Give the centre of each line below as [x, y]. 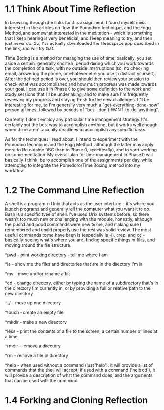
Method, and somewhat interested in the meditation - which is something [79, 33]
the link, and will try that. [30, 48]
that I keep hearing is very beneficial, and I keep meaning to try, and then [79, 38]
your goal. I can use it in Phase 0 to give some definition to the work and [78, 89]
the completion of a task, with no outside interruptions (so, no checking [77, 68]
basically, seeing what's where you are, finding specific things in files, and [80, 240]
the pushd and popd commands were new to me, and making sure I [73, 224]
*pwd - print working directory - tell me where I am [56, 255]
